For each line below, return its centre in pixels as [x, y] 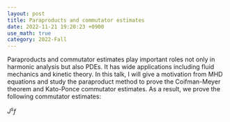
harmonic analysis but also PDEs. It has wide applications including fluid [111, 67]
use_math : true [29, 33]
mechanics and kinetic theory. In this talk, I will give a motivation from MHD [115, 75]
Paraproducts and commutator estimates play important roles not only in [111, 59]
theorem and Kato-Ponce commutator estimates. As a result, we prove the [114, 89]
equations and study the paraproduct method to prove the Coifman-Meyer [114, 82]
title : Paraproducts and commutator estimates [76, 20]
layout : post [26, 14]
